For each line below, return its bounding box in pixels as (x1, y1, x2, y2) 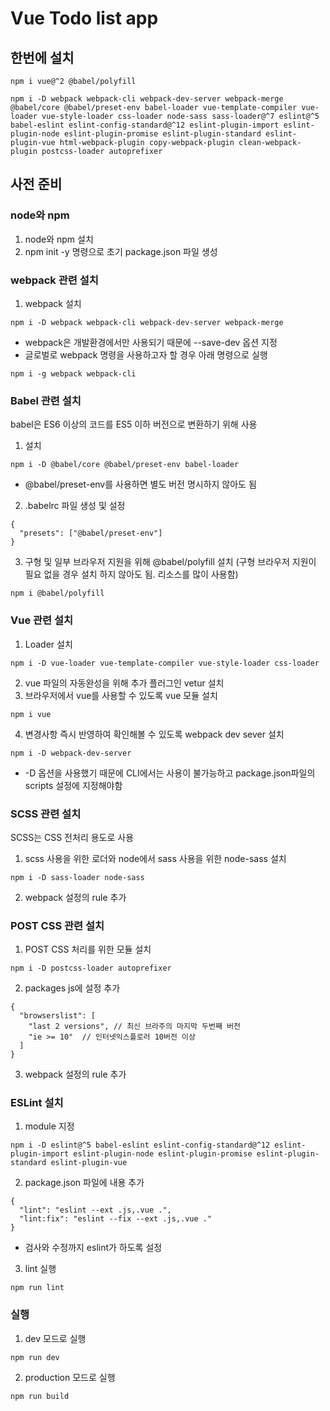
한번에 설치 (10, 49, 75, 66)
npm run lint (10, 1283, 65, 1293)
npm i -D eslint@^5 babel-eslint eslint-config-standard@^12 (10, 1140, 271, 1151)
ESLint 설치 (10, 1096, 64, 1110)
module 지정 (24, 1120, 75, 1132)
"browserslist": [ (19, 1011, 97, 1021)
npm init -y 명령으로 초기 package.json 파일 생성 (24, 245, 218, 257)
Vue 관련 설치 (10, 613, 74, 627)
